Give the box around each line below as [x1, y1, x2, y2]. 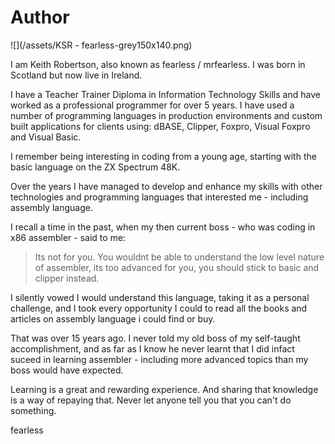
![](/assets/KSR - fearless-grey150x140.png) [10, 39, 193, 51]
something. [10, 404, 57, 416]
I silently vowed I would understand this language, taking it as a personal [10, 291, 310, 303]
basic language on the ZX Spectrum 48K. [10, 161, 181, 173]
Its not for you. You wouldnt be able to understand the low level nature [34, 251, 325, 263]
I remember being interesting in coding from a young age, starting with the [10, 150, 317, 162]
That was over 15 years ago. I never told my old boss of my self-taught [10, 332, 301, 344]
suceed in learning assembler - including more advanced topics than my [10, 353, 309, 365]
